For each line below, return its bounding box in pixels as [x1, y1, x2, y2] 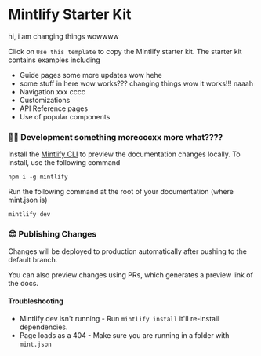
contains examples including [8, 55, 100, 64]
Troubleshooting [8, 296, 64, 306]
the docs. [8, 278, 39, 288]
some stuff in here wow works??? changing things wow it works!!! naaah [19, 79, 254, 88]
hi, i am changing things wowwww [8, 31, 119, 41]
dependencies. [19, 322, 68, 332]
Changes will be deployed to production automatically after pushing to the [8, 246, 247, 256]
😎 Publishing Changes [8, 229, 97, 240]
